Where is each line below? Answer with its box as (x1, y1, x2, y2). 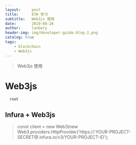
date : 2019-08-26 (5, 21, 54, 26)
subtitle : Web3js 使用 (5, 16, 55, 21)
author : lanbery (5, 26, 48, 31)
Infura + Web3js (5, 110, 56, 119)
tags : (5, 40, 16, 45)
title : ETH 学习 (5, 12, 48, 17)
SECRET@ (17, 134, 38, 140)
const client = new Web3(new (17, 124, 78, 130)
